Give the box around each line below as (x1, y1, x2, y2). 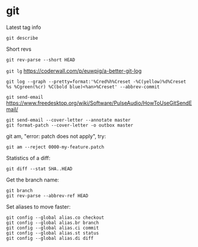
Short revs (6, 45, 31, 53)
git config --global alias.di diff (6, 235, 94, 241)
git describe (6, 35, 38, 41)
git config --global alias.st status (6, 230, 99, 236)
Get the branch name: (6, 176, 59, 183)
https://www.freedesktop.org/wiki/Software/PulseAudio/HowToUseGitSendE (6, 99, 192, 106)
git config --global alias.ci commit (6, 225, 99, 231)
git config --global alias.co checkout (6, 214, 105, 220)
